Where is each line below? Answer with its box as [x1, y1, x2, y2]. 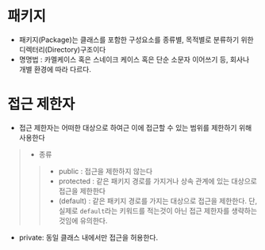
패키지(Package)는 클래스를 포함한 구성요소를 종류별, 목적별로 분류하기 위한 [18, 35, 255, 44]
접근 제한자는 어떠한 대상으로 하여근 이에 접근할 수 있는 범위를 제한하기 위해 [18, 123, 252, 132]
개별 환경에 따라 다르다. [18, 64, 92, 74]
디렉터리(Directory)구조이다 [18, 44, 106, 54]
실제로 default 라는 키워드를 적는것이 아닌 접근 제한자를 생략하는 [58, 206, 258, 215]
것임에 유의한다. [58, 215, 108, 225]
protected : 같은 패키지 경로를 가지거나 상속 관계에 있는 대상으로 [58, 176, 257, 186]
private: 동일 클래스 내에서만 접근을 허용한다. [18, 233, 159, 242]
